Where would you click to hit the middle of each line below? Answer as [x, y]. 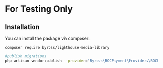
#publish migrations [26, 56]
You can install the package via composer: [47, 38]
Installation [22, 27]
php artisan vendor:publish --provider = [47, 61]
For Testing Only [39, 9]
